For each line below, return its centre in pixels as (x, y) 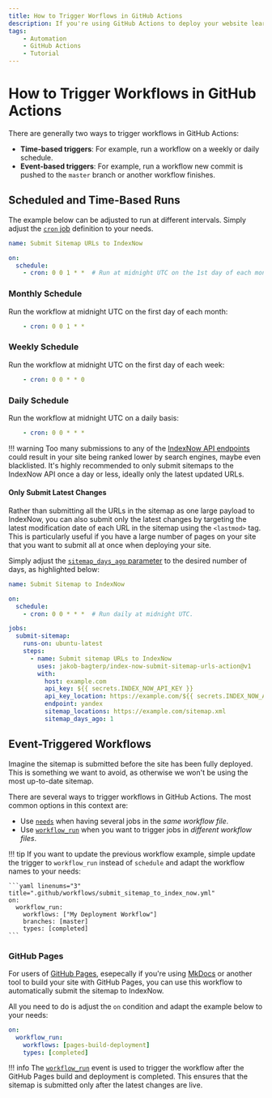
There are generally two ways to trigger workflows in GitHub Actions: (124, 133)
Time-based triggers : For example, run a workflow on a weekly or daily (140, 149)
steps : (34, 652)
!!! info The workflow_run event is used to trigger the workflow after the (126, 1068)
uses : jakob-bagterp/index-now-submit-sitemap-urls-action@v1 (144, 666)
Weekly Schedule (44, 347)
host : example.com (75, 681)
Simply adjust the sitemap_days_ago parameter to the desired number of (128, 561)
